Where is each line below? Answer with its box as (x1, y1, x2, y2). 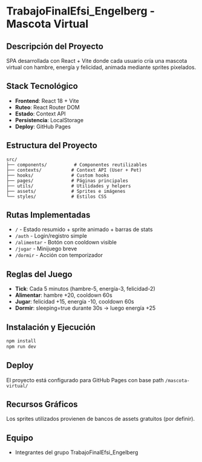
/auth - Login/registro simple (15, 232, 88, 239)
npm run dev (6, 343, 36, 350)
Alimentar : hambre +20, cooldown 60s (15, 291, 113, 299)
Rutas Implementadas (6, 210, 91, 220)
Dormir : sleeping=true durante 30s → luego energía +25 (15, 304, 156, 312)
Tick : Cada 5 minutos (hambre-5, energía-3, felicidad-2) (15, 285, 155, 293)
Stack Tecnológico (6, 81, 79, 91)
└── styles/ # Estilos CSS (6, 194, 107, 200)
